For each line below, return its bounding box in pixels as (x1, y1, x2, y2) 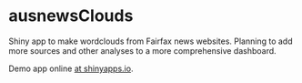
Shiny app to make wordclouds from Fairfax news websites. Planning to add (8, 36, 293, 47)
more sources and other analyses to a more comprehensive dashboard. (8, 45, 277, 56)
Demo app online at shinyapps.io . (8, 63, 134, 74)
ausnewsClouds (8, 5, 134, 26)
